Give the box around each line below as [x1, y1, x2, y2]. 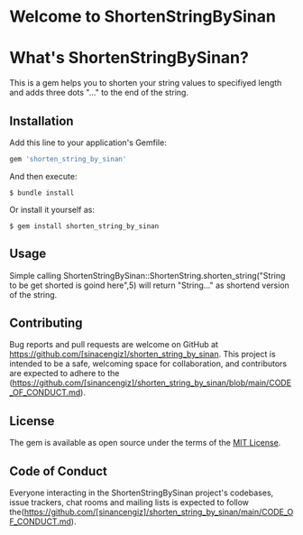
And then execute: [9, 171, 78, 181]
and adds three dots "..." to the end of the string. [9, 88, 189, 98]
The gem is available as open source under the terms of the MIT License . [9, 438, 281, 448]
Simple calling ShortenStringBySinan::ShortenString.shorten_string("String [9, 270, 286, 281]
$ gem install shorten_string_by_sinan [9, 221, 160, 231]
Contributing [9, 316, 83, 331]
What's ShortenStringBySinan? [9, 48, 250, 69]
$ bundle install [9, 188, 75, 198]
